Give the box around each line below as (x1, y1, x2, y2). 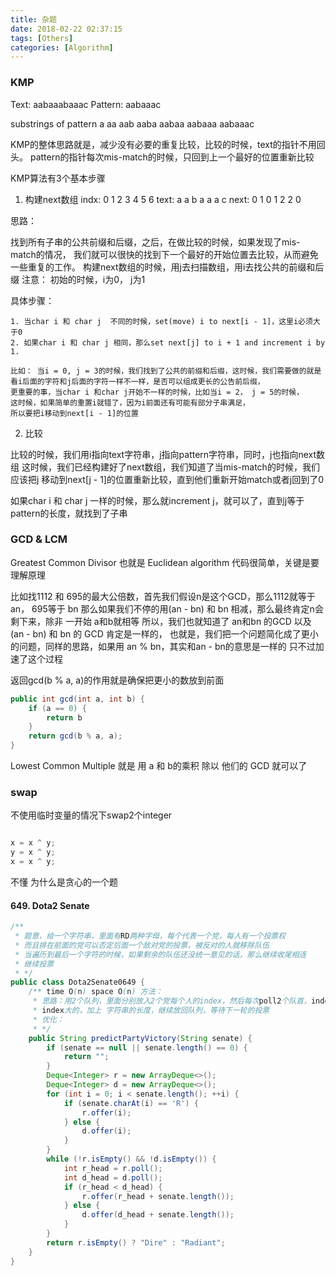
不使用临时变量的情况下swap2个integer (10, 809, 173, 821)
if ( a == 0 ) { (28, 703, 87, 713)
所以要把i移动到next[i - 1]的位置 (10, 408, 139, 418)
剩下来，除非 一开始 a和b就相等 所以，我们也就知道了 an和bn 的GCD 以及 (10, 615, 312, 627)
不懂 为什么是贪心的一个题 (10, 876, 118, 888)
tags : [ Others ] (10, 33, 74, 43)
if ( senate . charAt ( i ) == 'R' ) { (63, 1098, 199, 1108)
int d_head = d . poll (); (63, 1172, 163, 1183)
